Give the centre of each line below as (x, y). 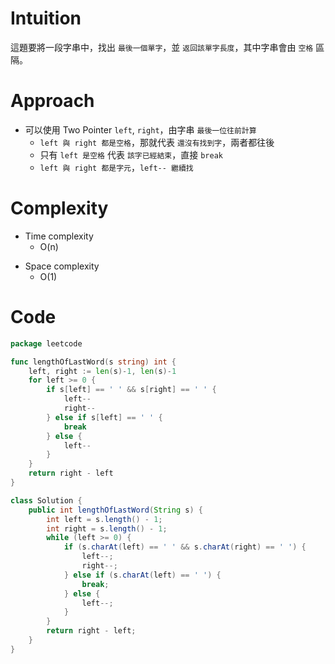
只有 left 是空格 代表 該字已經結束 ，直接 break (131, 154)
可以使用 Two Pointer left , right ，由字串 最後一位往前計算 (140, 129)
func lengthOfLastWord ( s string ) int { (93, 362)
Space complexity (62, 266)
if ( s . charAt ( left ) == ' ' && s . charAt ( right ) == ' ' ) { (185, 547)
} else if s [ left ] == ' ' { (104, 417)
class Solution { (46, 500)
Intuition (46, 18)
